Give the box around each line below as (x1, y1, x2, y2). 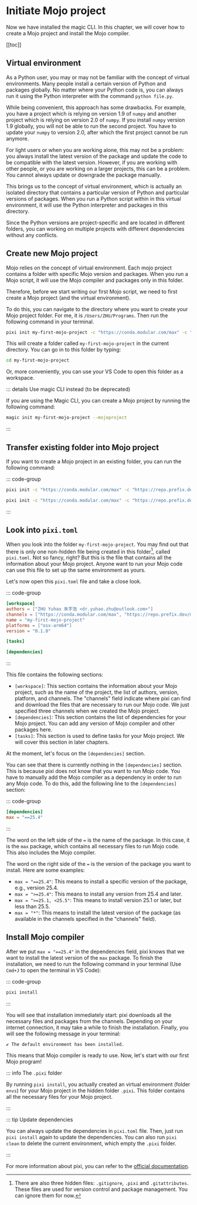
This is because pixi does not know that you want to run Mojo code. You (6, 768, 181, 775)
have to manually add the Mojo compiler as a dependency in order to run (6, 774, 182, 781)
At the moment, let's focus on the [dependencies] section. (6, 750, 145, 757)
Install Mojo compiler (6, 932, 85, 943)
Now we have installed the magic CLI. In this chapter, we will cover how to (6, 23, 185, 31)
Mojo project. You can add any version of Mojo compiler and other (14, 720, 175, 727)
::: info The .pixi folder (6, 1069, 63, 1076)
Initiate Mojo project (6, 4, 106, 18)
